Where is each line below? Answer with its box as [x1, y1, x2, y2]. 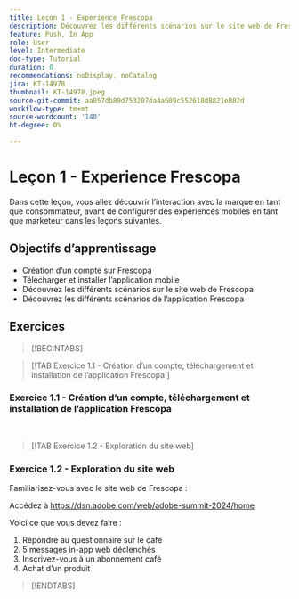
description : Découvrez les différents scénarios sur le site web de [9, 21, 273, 30]
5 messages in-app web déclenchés [21, 545, 156, 555]
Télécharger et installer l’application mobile [21, 274, 180, 285]
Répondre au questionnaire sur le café [21, 535, 163, 546]
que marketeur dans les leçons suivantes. [9, 215, 162, 226]
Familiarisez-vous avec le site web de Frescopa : [9, 483, 189, 494]
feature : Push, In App [9, 29, 93, 38]
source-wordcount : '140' [9, 112, 101, 121]
